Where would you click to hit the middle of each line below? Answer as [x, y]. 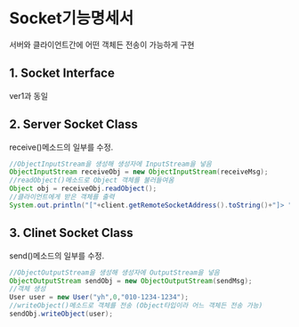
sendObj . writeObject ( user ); [61, 314]
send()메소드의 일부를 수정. [57, 256]
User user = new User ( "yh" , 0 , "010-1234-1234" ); [99, 298]
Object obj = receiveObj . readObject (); [83, 189]
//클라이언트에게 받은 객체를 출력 [62, 197]
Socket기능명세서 [72, 18]
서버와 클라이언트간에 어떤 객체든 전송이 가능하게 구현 [102, 45]
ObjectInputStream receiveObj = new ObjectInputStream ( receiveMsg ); [139, 172]
